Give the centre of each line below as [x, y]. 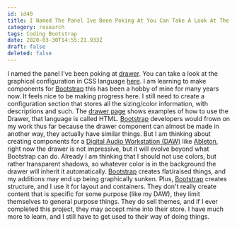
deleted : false [30, 54]
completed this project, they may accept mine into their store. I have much [116, 209]
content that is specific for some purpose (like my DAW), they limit [104, 194]
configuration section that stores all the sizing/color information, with [108, 103]
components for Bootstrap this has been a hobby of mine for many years [113, 89]
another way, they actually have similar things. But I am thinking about [109, 133]
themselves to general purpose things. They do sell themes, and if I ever [112, 201]
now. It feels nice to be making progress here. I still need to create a [106, 96]
